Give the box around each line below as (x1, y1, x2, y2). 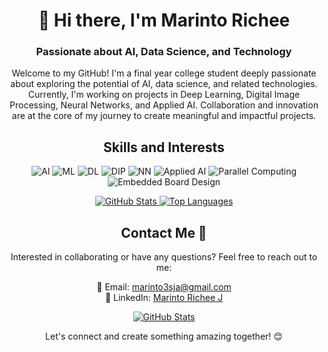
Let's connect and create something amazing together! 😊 (45, 330, 283, 343)
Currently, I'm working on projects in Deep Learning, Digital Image (27, 89, 301, 101)
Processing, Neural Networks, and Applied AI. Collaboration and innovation (9, 99, 319, 111)
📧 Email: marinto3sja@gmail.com (96, 281, 232, 293)
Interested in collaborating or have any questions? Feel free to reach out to (10, 251, 318, 263)
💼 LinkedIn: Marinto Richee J (104, 292, 224, 304)
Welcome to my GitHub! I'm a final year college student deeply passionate (11, 67, 317, 79)
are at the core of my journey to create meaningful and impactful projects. (11, 110, 317, 122)
